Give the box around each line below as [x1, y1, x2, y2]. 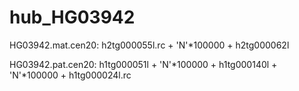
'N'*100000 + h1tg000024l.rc [9, 69, 132, 81]
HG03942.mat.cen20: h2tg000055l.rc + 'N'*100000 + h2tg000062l [9, 39, 290, 51]
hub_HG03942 [9, 6, 136, 29]
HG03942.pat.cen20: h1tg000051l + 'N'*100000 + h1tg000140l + [9, 58, 278, 70]
